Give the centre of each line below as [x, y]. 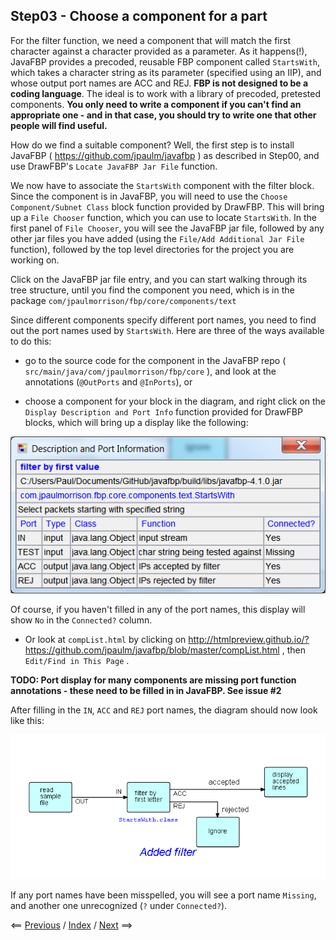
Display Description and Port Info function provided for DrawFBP [163, 411]
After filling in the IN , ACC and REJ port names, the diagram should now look [164, 710]
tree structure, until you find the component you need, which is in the [152, 290]
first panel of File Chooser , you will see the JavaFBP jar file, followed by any [167, 228]
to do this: [31, 341]
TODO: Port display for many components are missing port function [153, 680]
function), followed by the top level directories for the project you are [152, 249]
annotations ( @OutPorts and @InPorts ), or [108, 381]
